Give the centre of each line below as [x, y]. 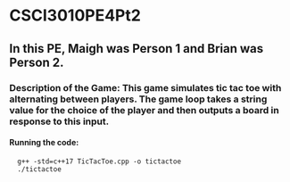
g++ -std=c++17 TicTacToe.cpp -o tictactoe [99, 161]
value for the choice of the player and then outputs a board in [144, 110]
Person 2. [37, 62]
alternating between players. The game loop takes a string [138, 99]
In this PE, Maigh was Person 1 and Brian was [137, 49]
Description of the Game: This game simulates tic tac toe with [145, 87]
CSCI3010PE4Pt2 [75, 16]
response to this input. [59, 121]
